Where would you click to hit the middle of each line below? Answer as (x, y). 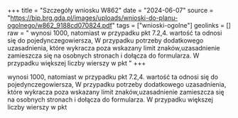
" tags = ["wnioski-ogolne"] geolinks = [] (171, 25)
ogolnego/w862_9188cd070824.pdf (60, 25)
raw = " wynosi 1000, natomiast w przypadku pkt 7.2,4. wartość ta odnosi (115, 33)
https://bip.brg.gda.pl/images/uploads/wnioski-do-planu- (94, 18)
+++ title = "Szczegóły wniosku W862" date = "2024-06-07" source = (110, 10)
